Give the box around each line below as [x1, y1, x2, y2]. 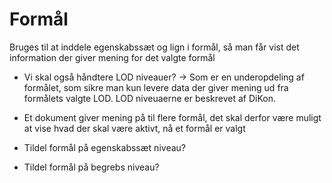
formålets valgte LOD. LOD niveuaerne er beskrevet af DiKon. [23, 92, 277, 104]
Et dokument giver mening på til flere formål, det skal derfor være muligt [23, 111, 322, 123]
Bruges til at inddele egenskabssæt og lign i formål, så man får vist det [9, 41, 300, 53]
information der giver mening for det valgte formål [9, 51, 216, 63]
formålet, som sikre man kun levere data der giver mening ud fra [23, 81, 289, 93]
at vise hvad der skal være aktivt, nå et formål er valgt [23, 122, 246, 134]
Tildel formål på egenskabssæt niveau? [23, 141, 186, 153]
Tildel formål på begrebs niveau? [23, 161, 160, 173]
